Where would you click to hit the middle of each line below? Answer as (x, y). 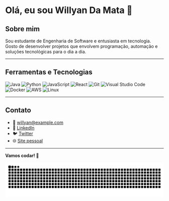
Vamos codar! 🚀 (22, 155)
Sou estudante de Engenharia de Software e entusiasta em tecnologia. (78, 41)
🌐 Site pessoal (28, 141)
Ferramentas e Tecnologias (49, 72)
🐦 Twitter (23, 133)
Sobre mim (23, 29)
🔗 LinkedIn (23, 127)
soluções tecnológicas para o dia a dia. (46, 52)
